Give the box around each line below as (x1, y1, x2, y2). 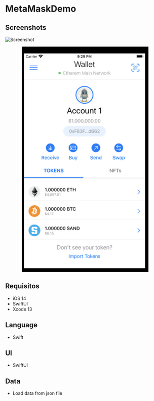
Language (5, 321, 38, 329)
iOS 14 (12, 295, 26, 301)
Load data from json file (12, 390, 62, 396)
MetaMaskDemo (5, 3, 76, 15)
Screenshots (5, 23, 47, 32)
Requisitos (5, 282, 40, 291)
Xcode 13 (12, 306, 32, 312)
